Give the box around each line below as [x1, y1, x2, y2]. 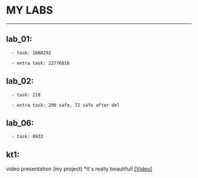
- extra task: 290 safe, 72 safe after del [11, 102, 120, 108]
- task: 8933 [11, 134, 44, 140]
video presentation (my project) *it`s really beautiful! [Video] [6, 166, 153, 173]
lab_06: [6, 118, 34, 128]
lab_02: [6, 76, 34, 86]
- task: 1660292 [11, 50, 51, 56]
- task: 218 [11, 92, 41, 98]
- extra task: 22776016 [11, 60, 70, 66]
